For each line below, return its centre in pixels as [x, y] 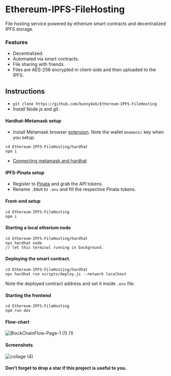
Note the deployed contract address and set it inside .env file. [70, 284]
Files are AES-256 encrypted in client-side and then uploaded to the [84, 70]
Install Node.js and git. [36, 109]
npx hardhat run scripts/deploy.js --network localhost [66, 274]
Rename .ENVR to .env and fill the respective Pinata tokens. [74, 189]
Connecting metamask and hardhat [50, 161]
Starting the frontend [28, 295]
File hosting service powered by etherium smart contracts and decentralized [86, 24]
